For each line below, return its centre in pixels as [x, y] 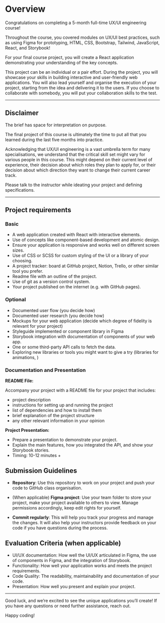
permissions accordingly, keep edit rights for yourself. [67, 508]
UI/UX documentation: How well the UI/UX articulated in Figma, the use [84, 555]
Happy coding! [20, 615]
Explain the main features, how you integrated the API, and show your [83, 445]
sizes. [18, 250]
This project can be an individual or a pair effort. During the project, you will [82, 72]
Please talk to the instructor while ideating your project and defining [74, 185]
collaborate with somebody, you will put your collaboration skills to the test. [81, 93]
